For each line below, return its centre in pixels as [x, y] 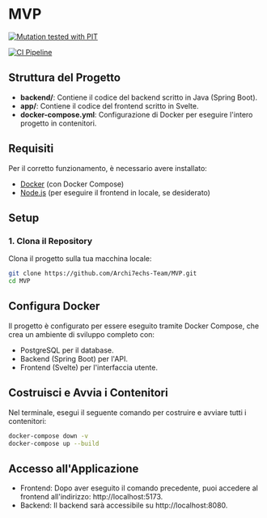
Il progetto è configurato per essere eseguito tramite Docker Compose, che [134, 326]
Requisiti [31, 149]
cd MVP [19, 281]
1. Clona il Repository [51, 241]
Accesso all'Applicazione [74, 468]
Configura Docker [54, 306]
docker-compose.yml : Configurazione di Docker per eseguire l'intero [136, 114]
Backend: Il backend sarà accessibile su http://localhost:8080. [124, 505]
